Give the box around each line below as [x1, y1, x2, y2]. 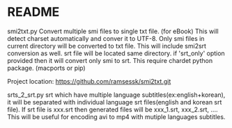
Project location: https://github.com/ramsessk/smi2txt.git [7, 77, 171, 85]
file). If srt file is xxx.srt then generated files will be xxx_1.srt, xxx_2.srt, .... [7, 105, 218, 113]
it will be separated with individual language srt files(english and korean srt [7, 98, 222, 106]
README [7, 4, 60, 20]
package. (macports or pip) [7, 64, 86, 72]
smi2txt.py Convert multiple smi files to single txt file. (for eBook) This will [7, 27, 219, 35]
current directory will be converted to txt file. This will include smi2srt [7, 42, 207, 50]
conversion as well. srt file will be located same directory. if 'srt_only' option [7, 49, 225, 57]
